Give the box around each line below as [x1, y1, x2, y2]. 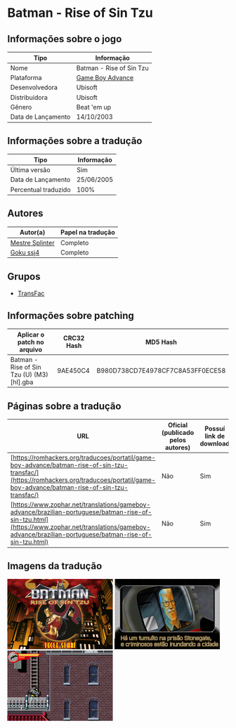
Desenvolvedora [10, 83, 58, 92]
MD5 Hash [145, 337, 177, 346]
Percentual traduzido [10, 185, 72, 194]
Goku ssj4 [10, 248, 40, 256]
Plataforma [10, 74, 42, 82]
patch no [17, 337, 44, 346]
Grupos [7, 271, 41, 282]
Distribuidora [10, 93, 48, 101]
